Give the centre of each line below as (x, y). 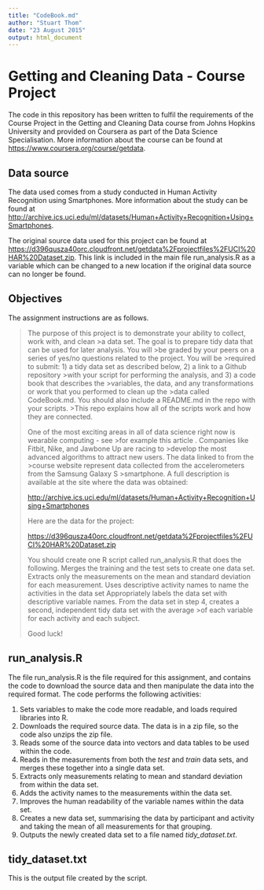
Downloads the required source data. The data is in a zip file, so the (129, 726)
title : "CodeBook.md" (44, 15)
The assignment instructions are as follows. (79, 318)
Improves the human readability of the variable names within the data (132, 801)
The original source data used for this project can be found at (108, 240)
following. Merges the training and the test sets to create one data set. (141, 568)
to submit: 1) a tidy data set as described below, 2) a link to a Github (137, 366)
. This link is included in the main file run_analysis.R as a (165, 257)
